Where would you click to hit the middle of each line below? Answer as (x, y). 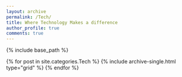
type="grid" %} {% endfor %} (42, 68)
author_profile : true (33, 28)
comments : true (25, 34)
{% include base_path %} (37, 50)
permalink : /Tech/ (29, 17)
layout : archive (26, 11)
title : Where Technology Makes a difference (62, 22)
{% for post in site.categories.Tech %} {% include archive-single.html (91, 62)
